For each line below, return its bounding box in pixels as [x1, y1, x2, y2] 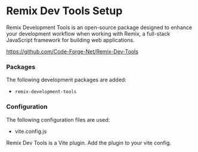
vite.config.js [14, 128, 47, 135]
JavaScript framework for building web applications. [6, 36, 135, 43]
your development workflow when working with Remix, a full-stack [6, 30, 171, 37]
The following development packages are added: [6, 76, 126, 84]
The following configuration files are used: [6, 116, 110, 123]
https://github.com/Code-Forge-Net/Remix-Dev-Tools [6, 47, 139, 55]
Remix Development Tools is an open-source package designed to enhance [6, 24, 193, 31]
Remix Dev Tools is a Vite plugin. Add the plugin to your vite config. [6, 139, 172, 146]
